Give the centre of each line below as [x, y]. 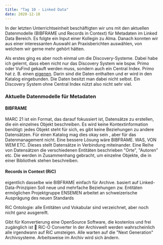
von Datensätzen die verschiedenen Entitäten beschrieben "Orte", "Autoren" [82, 150]
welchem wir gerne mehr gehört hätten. [45, 49]
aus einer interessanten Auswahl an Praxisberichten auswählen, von [74, 43]
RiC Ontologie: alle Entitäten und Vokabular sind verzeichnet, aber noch [77, 207]
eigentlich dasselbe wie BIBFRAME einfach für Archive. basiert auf [72, 182]
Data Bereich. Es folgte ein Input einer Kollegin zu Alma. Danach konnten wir [82, 38]
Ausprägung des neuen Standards [40, 198]
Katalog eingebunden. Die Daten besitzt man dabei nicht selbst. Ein [73, 79]
